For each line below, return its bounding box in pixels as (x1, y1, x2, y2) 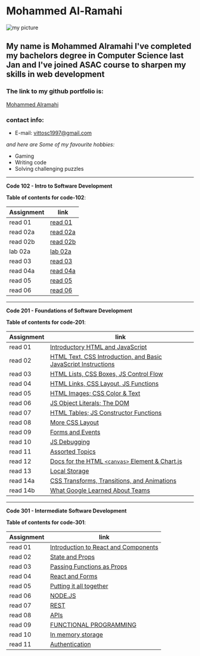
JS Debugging (50, 437, 90, 446)
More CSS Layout (50, 418, 99, 427)
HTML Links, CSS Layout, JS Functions (50, 379, 159, 388)
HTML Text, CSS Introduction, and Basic (50, 352, 162, 361)
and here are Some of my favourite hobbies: (6, 140, 115, 148)
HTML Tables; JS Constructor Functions (50, 408, 162, 416)
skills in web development (6, 69, 105, 79)
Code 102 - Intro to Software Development (6, 182, 112, 189)
